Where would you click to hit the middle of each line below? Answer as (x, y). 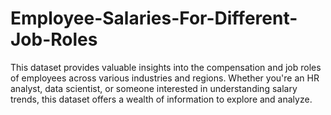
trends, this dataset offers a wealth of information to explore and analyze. (161, 99)
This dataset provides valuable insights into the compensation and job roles (166, 67)
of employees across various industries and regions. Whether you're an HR (165, 78)
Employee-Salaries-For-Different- (154, 18)
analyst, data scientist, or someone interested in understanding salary (154, 88)
